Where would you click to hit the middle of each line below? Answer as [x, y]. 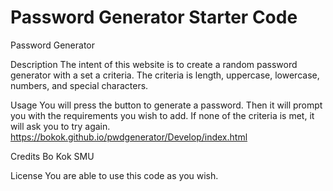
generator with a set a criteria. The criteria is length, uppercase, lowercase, [165, 75]
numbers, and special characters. [79, 85]
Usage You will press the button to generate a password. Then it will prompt [166, 105]
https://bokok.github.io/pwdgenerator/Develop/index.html [129, 137]
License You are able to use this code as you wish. [114, 175]
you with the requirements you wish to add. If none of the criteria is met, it [162, 115]
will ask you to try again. [60, 126]
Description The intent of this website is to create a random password [154, 64]
